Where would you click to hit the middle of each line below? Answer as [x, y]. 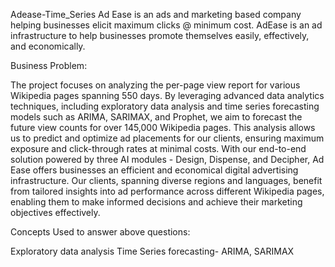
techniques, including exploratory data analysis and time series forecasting [165, 106]
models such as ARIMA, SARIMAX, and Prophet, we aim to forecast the [156, 117]
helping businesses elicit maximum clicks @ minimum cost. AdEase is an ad [166, 25]
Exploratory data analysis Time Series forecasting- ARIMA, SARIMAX [152, 251]
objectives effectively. [55, 212]
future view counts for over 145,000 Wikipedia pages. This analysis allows [163, 127]
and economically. [48, 46]
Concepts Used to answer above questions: [100, 232]
